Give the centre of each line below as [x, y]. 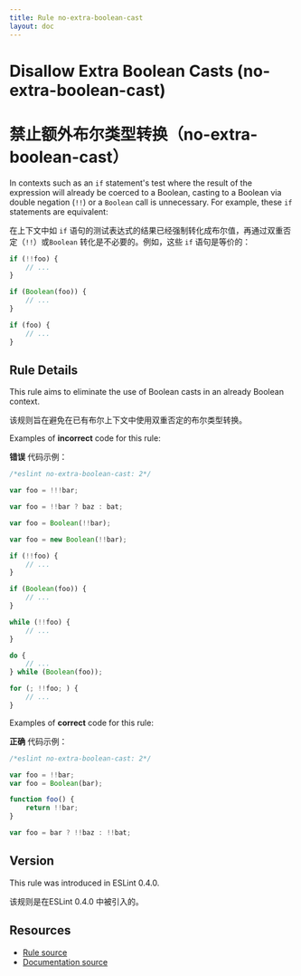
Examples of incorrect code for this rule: [85, 438]
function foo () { [42, 799]
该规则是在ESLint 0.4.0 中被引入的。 [77, 901]
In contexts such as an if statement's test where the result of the [131, 183]
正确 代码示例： [38, 741]
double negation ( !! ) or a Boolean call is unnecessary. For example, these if [151, 202]
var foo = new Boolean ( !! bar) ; [68, 540]
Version [32, 861]
